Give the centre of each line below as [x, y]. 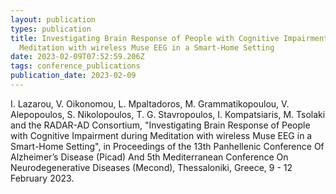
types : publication [51, 29]
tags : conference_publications [75, 66]
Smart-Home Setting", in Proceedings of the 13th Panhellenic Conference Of [167, 146]
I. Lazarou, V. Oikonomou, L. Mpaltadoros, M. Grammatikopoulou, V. [150, 103]
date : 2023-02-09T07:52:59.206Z [77, 57]
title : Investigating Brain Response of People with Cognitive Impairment [169, 38]
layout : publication [53, 19]
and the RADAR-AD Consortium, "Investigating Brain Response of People [160, 125]
